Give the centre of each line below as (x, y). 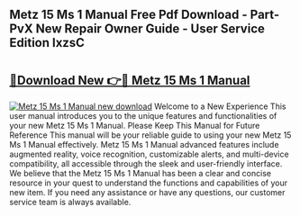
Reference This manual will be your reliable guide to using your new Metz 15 (150, 135)
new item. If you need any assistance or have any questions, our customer (147, 192)
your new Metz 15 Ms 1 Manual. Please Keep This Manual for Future (135, 126)
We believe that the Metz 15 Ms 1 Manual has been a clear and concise (141, 173)
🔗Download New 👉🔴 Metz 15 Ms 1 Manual (130, 80)
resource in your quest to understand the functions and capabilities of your (149, 183)
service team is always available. (70, 202)
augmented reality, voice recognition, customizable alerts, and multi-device (150, 154)
